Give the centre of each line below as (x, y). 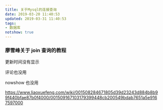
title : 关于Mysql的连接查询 (31, 10)
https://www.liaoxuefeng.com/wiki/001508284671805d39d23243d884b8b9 (81, 92)
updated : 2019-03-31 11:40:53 (36, 19)
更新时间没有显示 (22, 62)
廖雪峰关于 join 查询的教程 (36, 50)
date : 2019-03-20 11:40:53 (32, 14)
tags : (10, 23)
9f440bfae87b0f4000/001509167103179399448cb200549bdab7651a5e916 (81, 98)
